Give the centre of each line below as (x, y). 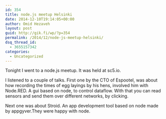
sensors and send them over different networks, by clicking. (67, 96)
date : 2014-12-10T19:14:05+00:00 (40, 19)
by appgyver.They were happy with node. (48, 111)
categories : (17, 51)
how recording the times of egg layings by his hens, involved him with (77, 85)
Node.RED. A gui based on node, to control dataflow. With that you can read (83, 91)
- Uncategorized (26, 56)
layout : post (19, 28)
